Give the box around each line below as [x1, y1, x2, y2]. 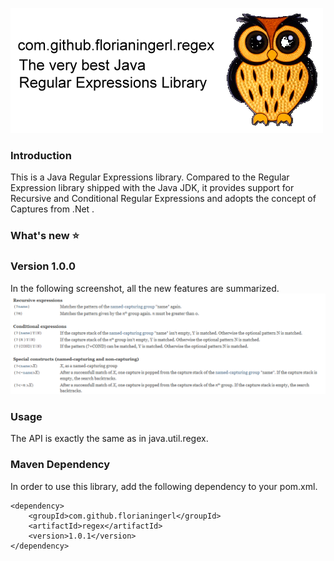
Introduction [10, 148, 72, 162]
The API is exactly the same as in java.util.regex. [10, 433, 209, 445]
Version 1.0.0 [10, 259, 76, 273]
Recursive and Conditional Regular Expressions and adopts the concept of [10, 193, 317, 205]
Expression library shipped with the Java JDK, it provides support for [10, 182, 295, 194]
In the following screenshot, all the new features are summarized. [10, 282, 280, 294]
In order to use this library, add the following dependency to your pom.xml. [10, 480, 318, 492]
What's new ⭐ [10, 229, 80, 243]
